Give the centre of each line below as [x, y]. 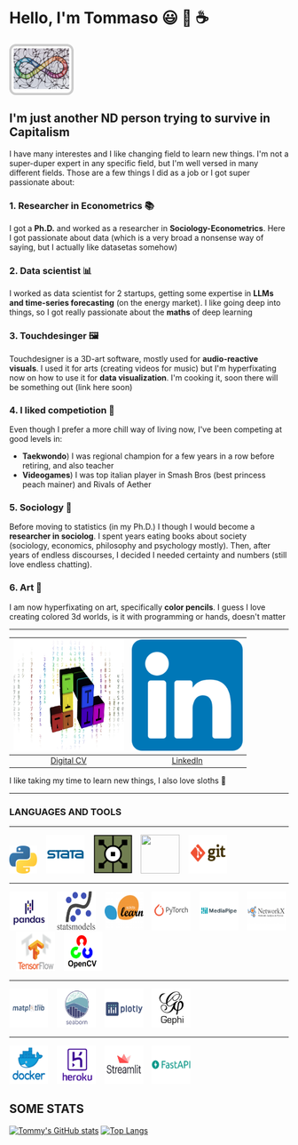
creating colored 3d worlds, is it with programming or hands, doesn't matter [148, 616]
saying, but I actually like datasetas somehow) [94, 247]
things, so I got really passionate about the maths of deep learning [131, 312]
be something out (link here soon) [71, 387]
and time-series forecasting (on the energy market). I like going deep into [145, 303]
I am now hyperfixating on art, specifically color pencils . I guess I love [137, 607]
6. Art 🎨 [26, 588]
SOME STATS [47, 1109]
